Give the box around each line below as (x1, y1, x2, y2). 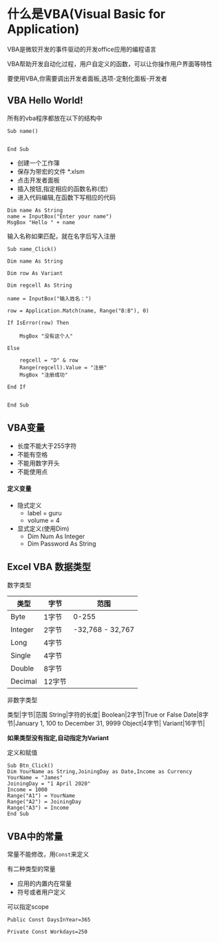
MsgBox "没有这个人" (19, 332, 74, 340)
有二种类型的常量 (7, 865, 56, 873)
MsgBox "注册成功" (19, 371, 68, 378)
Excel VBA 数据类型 (7, 561, 92, 573)
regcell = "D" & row (19, 356, 79, 364)
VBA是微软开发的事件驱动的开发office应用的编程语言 (7, 45, 157, 53)
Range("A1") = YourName (7, 792, 76, 799)
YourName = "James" (7, 774, 63, 781)
